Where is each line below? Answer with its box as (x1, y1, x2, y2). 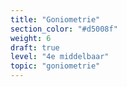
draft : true (10, 42, 60, 53)
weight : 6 (10, 33, 52, 43)
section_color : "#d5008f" (10, 24, 118, 34)
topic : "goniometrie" (10, 61, 101, 71)
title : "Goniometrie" (10, 14, 101, 25)
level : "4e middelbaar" (10, 52, 110, 62)
